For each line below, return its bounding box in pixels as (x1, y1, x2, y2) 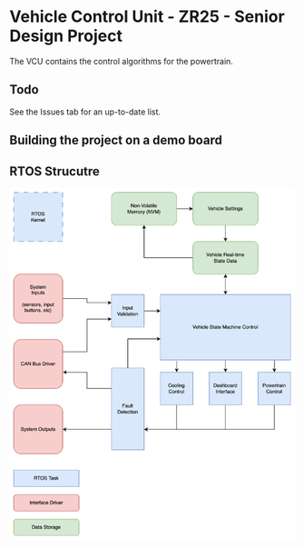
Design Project (9, 25, 122, 46)
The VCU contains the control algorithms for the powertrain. (9, 55, 234, 66)
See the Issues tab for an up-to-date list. (9, 106, 161, 117)
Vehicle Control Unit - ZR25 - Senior (9, 6, 286, 27)
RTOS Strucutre (9, 164, 100, 179)
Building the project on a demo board (9, 133, 222, 148)
